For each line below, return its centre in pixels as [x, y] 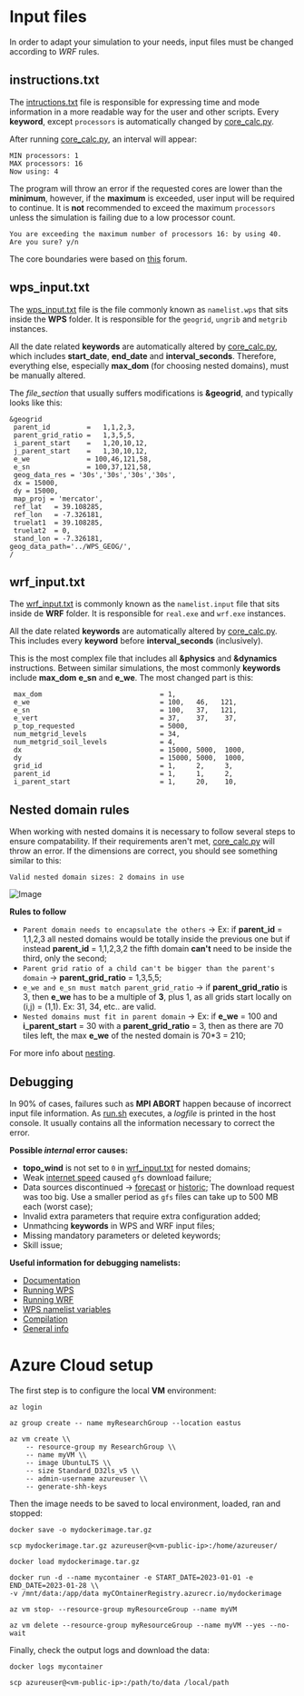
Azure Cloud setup [82, 1366]
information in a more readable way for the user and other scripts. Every [144, 112]
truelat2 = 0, [42, 530]
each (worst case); [58, 1207]
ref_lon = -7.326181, [58, 514]
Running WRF [48, 1300]
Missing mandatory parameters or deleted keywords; [122, 1235]
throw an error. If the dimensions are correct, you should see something [144, 851]
